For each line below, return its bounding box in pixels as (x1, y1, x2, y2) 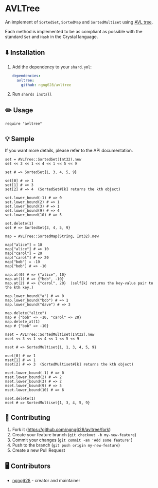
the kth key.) (5, 285, 34, 290)
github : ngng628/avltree (21, 82, 71, 87)
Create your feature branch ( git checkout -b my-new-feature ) (12, 431, 137, 437)
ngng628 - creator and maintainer (12, 477, 80, 483)
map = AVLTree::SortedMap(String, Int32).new (5, 234, 99, 239)
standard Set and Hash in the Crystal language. (5, 34, 98, 40)
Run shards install (12, 91, 52, 97)
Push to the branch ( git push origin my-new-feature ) (12, 442, 120, 448)
